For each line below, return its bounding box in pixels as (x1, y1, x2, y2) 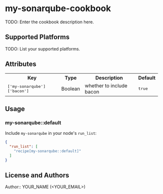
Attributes (5, 60, 36, 68)
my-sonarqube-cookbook (5, 3, 111, 14)
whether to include (84, 82, 128, 89)
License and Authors (5, 171, 69, 179)
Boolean (61, 85, 81, 92)
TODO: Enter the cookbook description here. (5, 19, 94, 25)
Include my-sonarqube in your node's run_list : (5, 130, 97, 136)
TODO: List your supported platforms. (5, 46, 81, 51)
